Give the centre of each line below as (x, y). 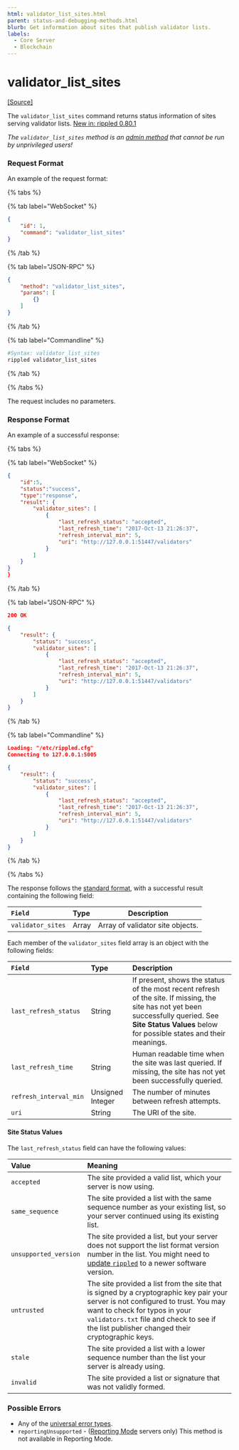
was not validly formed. (126, 1387)
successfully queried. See (175, 1016)
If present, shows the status (179, 980)
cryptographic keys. (121, 1337)
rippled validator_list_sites (52, 360)
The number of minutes (171, 1092)
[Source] (20, 102)
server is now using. (121, 1186)
